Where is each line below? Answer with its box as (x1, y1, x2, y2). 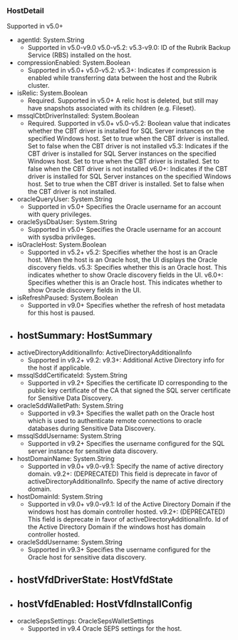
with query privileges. (27, 210, 92, 219)
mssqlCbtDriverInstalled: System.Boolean (16, 111, 140, 120)
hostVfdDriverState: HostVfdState (16, 574, 173, 586)
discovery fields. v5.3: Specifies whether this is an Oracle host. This (27, 263, 227, 272)
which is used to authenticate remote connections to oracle (27, 417, 202, 425)
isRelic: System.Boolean (16, 88, 88, 98)
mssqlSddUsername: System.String (16, 432, 122, 440)
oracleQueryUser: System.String (16, 195, 113, 203)
